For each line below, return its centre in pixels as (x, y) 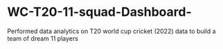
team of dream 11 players (43, 38)
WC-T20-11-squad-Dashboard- (99, 12)
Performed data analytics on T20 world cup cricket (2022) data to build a (111, 31)
